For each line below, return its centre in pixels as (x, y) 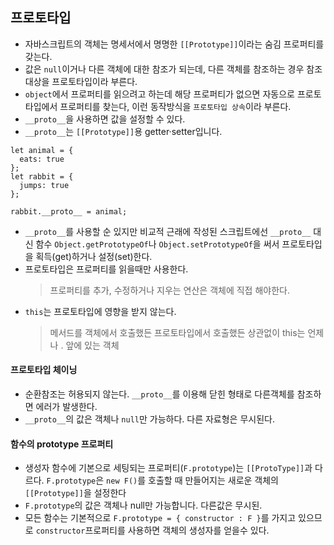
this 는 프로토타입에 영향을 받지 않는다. (100, 311)
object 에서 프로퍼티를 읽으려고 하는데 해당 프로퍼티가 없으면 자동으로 (159, 94)
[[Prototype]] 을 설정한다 (75, 493)
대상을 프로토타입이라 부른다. (81, 81)
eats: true (42, 159)
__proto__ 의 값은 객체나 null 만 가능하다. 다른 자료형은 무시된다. (149, 419)
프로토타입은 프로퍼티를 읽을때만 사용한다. (106, 269)
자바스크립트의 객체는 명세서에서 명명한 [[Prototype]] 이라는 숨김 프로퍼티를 (174, 44)
